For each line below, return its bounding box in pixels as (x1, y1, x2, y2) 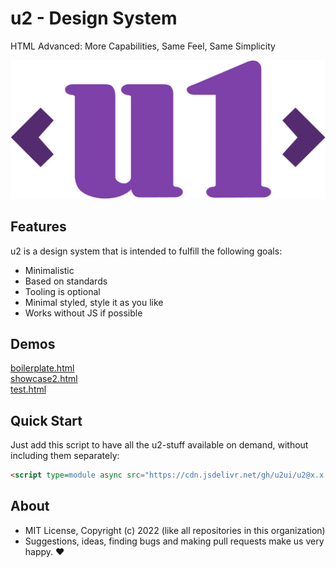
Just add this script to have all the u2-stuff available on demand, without (10, 439, 309, 451)
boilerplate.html (10, 362, 75, 374)
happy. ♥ (24, 545, 65, 557)
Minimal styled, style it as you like (24, 296, 164, 308)
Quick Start (10, 412, 83, 429)
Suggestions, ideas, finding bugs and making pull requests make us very (24, 535, 325, 547)
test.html (10, 383, 47, 396)
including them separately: (10, 450, 120, 462)
